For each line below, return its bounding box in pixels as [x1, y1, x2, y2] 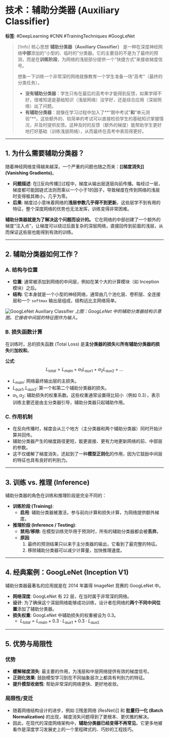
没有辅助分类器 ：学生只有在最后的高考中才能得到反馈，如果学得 [25, 90, 157, 96]
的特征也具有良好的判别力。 [12, 457, 70, 463]
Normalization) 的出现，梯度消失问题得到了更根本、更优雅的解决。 [12, 713, 152, 719]
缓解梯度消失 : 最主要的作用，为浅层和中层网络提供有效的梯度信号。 [12, 668, 152, 674]
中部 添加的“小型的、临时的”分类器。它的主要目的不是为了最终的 [22, 50, 154, 56]
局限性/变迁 [5, 695, 34, 702]
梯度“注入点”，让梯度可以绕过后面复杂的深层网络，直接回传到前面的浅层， [5, 222, 159, 229]
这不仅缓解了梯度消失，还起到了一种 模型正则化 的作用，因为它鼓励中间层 [12, 451, 162, 457]
